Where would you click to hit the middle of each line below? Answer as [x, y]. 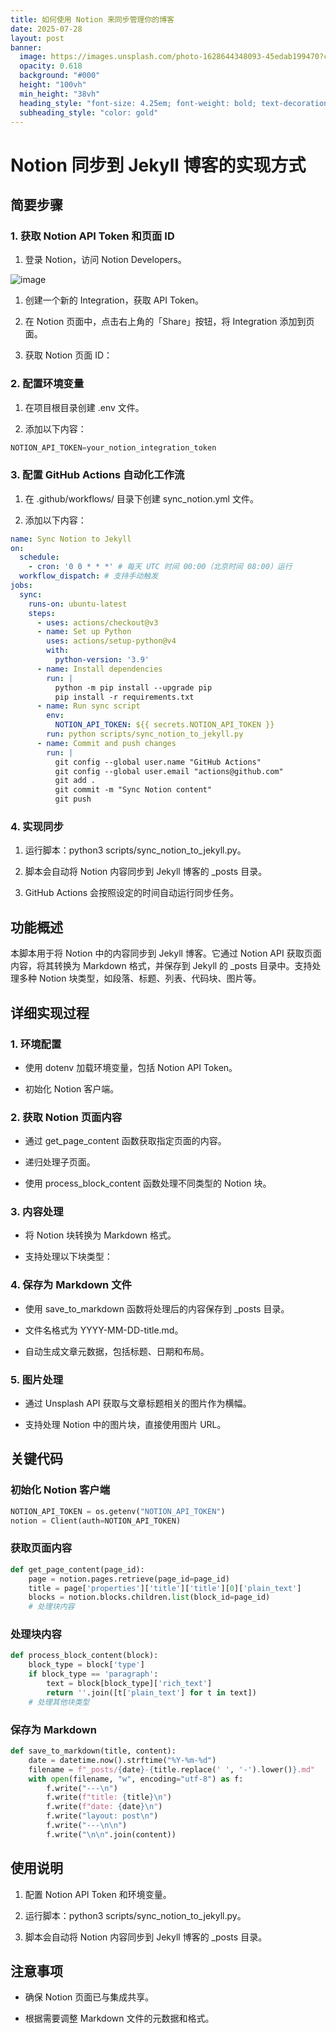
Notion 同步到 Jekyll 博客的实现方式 [158, 165]
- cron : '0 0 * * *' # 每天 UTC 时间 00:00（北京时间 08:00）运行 [160, 567]
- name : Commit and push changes [106, 743]
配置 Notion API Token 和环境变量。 [98, 1894]
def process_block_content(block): [84, 1656]
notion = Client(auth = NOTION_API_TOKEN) [96, 1521]
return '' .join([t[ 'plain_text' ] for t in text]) [151, 1692]
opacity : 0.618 [51, 66]
